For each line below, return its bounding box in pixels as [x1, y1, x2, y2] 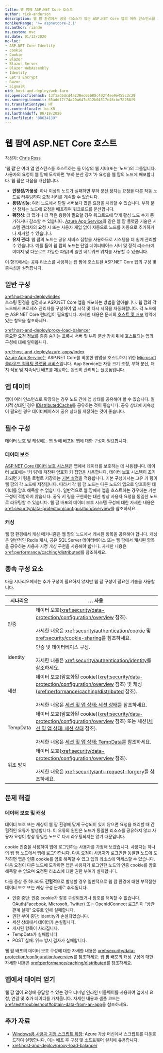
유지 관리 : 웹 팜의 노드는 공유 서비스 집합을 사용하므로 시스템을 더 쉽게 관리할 [12, 236, 157, 242]
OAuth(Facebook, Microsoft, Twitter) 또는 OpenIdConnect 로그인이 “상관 [12, 901, 155, 907]
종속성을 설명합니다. [5, 265, 43, 271]
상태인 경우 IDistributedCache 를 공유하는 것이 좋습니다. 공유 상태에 [14, 402, 142, 408]
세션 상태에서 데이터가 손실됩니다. [12, 919, 76, 925]
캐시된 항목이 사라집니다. [12, 925, 59, 931]
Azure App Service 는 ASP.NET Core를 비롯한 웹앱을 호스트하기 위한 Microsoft [5, 355, 156, 361]
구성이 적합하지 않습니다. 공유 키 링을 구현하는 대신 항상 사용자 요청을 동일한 [5, 494, 149, 500]
